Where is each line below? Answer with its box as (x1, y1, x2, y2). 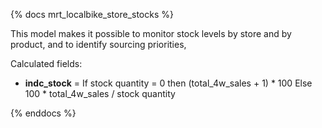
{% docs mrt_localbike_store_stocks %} (10, 9, 174, 20)
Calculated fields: (10, 58, 83, 69)
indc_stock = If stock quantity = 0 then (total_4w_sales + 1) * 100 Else (24, 77, 313, 89)
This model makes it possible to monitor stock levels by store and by (10, 28, 292, 39)
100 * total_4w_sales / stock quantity (24, 88, 176, 99)
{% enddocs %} (10, 107, 77, 119)
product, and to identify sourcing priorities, (10, 39, 187, 50)
